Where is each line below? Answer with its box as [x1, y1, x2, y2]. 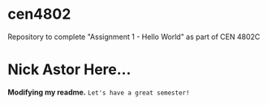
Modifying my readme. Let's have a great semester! [7, 87, 190, 97]
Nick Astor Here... [7, 60, 132, 79]
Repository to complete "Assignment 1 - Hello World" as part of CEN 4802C [7, 32, 261, 42]
